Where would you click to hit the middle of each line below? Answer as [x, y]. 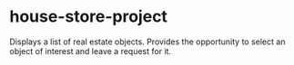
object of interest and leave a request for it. [90, 51]
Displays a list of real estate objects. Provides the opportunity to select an [147, 42]
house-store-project [89, 17]
